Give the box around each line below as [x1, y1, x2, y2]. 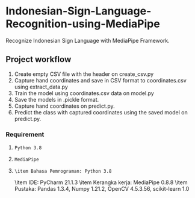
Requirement [5, 130, 45, 138]
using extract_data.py [14, 83, 69, 90]
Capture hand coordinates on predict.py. [14, 102, 115, 110]
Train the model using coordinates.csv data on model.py [14, 89, 154, 97]
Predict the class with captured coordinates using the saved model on [14, 108, 188, 116]
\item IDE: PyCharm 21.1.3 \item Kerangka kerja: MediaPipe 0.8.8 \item [14, 179, 188, 186]
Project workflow [5, 54, 72, 64]
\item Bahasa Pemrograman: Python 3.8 [14, 169, 112, 175]
